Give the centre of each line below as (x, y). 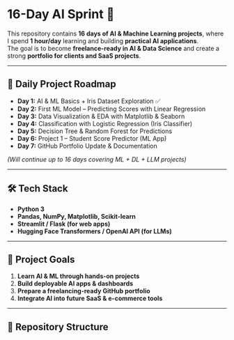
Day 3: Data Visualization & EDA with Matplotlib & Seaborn (101, 116)
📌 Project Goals (41, 260)
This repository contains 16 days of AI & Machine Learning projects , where (116, 33)
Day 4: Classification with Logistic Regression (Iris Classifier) (105, 123)
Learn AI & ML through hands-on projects (78, 276)
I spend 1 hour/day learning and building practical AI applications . (103, 40)
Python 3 (31, 209)
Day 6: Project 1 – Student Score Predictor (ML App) (92, 138)
